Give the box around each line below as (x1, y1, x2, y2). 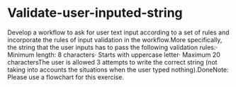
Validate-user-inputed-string (7, 5, 183, 21)
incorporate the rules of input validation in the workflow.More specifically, (7, 35, 223, 43)
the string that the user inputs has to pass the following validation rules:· (7, 43, 218, 51)
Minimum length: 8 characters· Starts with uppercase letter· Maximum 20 (7, 51, 221, 59)
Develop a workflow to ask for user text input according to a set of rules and (7, 28, 230, 36)
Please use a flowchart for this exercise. (7, 72, 124, 81)
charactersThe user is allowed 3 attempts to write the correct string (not (7, 58, 218, 66)
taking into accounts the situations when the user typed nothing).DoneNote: (7, 65, 229, 74)
